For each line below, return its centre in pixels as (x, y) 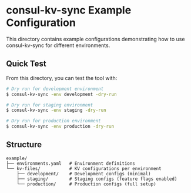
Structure (24, 145)
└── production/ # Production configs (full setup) (87, 184)
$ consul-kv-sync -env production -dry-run (60, 127)
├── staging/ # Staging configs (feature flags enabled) (97, 179)
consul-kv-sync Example (69, 10)
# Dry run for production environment (53, 121)
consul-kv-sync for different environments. (58, 45)
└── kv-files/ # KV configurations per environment (84, 168)
